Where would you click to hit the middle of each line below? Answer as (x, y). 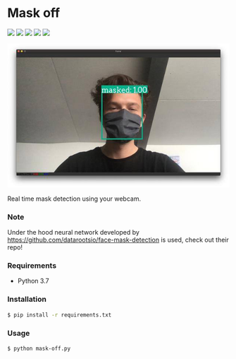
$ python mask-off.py (39, 348)
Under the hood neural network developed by (73, 233)
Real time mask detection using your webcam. (74, 199)
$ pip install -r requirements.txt (60, 315)
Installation (27, 300)
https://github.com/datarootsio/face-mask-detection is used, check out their (118, 240)
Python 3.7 (33, 281)
